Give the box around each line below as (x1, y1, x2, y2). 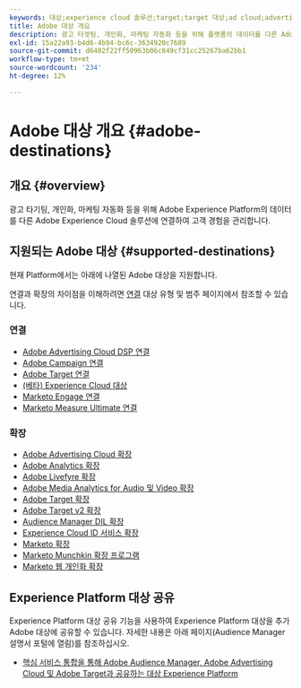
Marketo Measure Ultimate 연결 (21, 402, 138, 413)
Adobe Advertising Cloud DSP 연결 (21, 346, 150, 357)
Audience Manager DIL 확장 (21, 517, 125, 527)
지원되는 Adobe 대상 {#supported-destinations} (9, 244, 276, 259)
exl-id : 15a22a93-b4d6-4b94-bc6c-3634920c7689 (9, 38, 186, 48)
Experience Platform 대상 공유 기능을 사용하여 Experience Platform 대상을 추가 (9, 615, 290, 626)
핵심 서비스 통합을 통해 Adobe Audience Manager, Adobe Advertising (21, 657, 273, 667)
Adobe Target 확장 (21, 494, 90, 505)
